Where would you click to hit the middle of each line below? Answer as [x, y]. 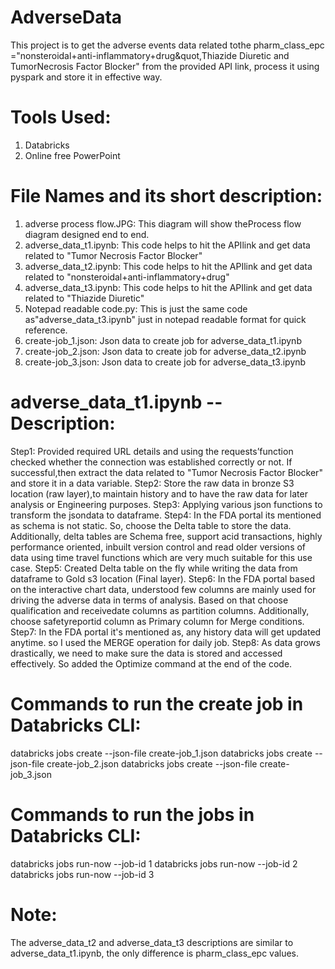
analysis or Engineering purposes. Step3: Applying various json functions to [166, 504]
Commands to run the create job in [157, 703]
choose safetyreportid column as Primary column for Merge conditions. [157, 621]
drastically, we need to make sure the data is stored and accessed [146, 653]
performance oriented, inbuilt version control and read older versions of [158, 547]
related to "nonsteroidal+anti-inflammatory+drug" [127, 277]
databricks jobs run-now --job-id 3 [82, 874]
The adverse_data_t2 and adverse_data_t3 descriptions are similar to [152, 942]
